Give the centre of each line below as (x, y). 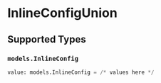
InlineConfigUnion (62, 13)
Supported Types (47, 39)
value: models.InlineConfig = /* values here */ (81, 72)
